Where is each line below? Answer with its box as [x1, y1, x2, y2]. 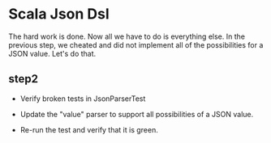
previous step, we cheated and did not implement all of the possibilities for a [8, 40, 264, 49]
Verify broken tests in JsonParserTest [19, 94, 146, 103]
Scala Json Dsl [8, 5, 110, 23]
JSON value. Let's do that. [8, 48, 97, 58]
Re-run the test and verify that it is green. [19, 124, 158, 134]
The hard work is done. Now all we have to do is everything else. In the [8, 32, 246, 41]
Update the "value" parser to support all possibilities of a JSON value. [19, 109, 254, 119]
